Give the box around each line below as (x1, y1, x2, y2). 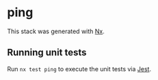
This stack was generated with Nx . (7, 27, 105, 35)
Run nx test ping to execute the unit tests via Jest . (7, 64, 152, 73)
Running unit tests (7, 47, 87, 58)
